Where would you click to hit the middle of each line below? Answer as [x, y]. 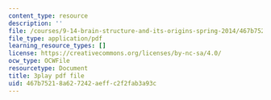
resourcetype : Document [48, 69]
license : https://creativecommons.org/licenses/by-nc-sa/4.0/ [115, 53]
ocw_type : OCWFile [39, 61]
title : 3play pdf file [46, 76]
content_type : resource [48, 16]
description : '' [35, 23]
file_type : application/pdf [56, 38]
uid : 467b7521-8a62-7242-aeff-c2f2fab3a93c [83, 83]
